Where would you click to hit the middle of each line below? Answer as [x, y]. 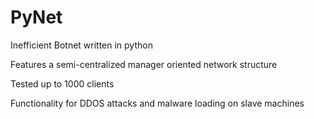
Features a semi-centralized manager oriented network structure [144, 64]
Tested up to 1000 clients [62, 83]
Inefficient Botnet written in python [81, 45]
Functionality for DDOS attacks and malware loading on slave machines [157, 103]
